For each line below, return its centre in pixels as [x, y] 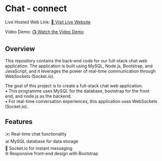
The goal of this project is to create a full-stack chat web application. [74, 85]
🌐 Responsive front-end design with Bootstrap [52, 153]
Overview [20, 49]
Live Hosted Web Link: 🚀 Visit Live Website [48, 22]
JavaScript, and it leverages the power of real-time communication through [80, 71]
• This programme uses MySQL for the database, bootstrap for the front [77, 91]
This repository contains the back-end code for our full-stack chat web [76, 60]
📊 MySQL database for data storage [42, 141]
